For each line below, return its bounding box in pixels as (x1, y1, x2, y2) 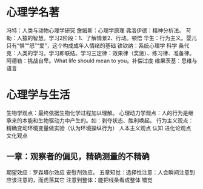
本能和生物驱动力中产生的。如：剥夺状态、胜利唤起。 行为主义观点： (22, 116, 194, 124)
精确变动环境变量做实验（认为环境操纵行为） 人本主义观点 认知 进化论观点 (6, 124, 191, 131)
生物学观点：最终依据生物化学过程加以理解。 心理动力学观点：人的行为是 (6, 109, 188, 116)
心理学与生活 (6, 88, 71, 102)
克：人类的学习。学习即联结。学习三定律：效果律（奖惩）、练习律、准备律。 (6, 49, 195, 56)
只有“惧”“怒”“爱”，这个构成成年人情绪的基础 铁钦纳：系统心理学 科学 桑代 (6, 42, 190, 49)
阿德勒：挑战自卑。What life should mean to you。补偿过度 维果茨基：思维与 (6, 57, 198, 64)
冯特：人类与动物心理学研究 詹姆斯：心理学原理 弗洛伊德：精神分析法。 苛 (6, 27, 191, 34)
